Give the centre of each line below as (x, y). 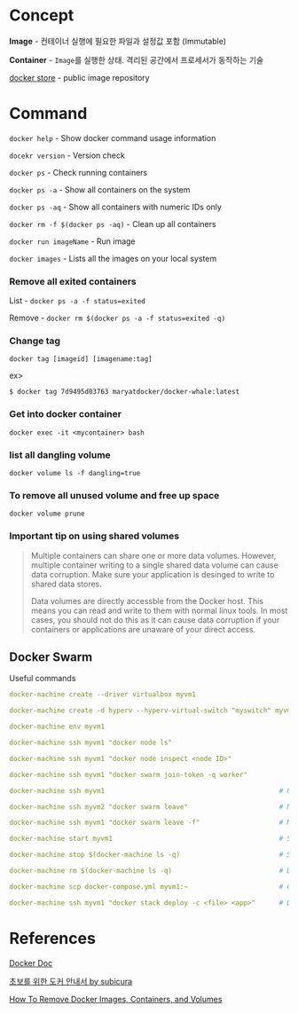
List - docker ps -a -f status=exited (78, 301)
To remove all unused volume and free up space (114, 495)
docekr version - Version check (67, 155)
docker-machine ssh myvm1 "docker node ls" (91, 743)
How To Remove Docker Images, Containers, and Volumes (116, 999)
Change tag (35, 341)
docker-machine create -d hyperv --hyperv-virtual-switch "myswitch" (141, 711)
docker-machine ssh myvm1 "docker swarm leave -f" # (146, 823)
